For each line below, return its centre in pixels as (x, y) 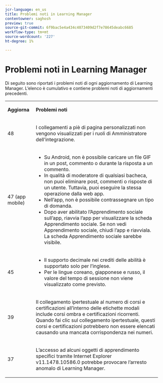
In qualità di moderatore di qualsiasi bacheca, (96, 175)
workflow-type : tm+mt (27, 32)
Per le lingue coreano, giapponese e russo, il (95, 272)
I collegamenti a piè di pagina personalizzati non (90, 127)
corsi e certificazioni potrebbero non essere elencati (95, 326)
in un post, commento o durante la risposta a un (98, 163)
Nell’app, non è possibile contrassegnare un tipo (99, 200)
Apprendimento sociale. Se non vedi (85, 224)
